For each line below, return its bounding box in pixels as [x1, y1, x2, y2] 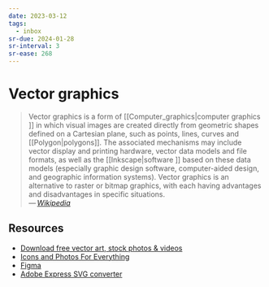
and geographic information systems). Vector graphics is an [28, 172, 229, 181]
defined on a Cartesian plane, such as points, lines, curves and [28, 128, 240, 138]
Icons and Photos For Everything [20, 251, 130, 261]
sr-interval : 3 [8, 42, 60, 50]
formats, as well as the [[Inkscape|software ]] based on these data [28, 154, 252, 164]
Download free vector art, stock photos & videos [20, 243, 183, 253]
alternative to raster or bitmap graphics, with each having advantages [28, 180, 262, 190]
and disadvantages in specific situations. [28, 189, 165, 199]
